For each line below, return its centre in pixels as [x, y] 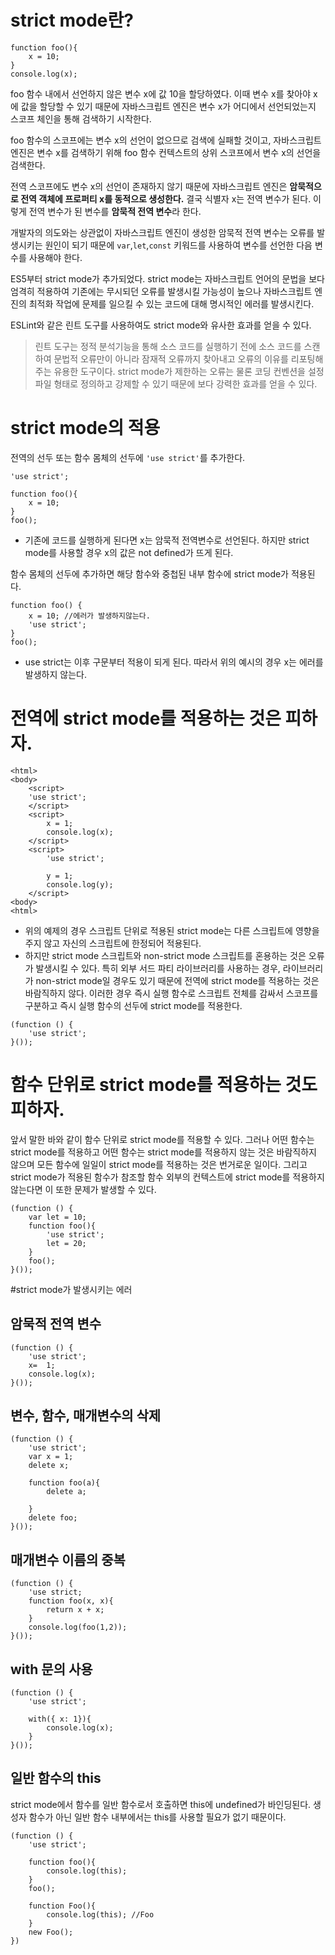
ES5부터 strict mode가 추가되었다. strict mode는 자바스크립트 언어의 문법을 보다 [167, 278]
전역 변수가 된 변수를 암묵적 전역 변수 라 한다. [115, 211]
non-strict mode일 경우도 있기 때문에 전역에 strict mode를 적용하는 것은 [177, 980]
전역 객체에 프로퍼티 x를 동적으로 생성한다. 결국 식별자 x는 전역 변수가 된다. [166, 198]
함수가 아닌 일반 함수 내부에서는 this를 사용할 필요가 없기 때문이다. [157, 1817]
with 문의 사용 [51, 1669]
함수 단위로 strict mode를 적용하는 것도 [164, 1085]
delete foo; [53, 1518]
